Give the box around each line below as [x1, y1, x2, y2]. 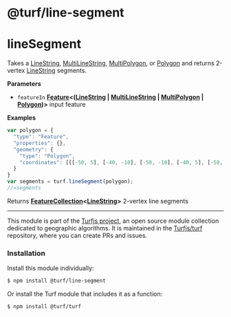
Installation [7, 248, 46, 258]
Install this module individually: [7, 264, 94, 272]
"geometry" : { [13, 146, 54, 153]
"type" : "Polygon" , [19, 153, 76, 160]
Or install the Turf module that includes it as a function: [7, 290, 163, 298]
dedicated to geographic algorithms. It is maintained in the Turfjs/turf [7, 223, 203, 232]
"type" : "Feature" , [13, 133, 69, 140]
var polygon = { [7, 127, 54, 134]
